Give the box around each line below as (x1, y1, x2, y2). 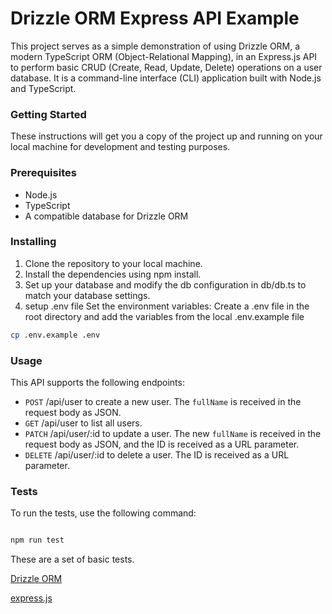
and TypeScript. (10, 82, 77, 94)
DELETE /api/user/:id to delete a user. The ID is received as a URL (24, 449, 290, 461)
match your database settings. (24, 289, 151, 301)
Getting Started (10, 107, 87, 121)
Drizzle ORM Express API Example (10, 7, 300, 30)
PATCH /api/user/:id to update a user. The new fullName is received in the (24, 428, 322, 439)
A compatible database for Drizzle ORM (24, 210, 189, 222)
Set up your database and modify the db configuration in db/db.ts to (24, 278, 307, 291)
